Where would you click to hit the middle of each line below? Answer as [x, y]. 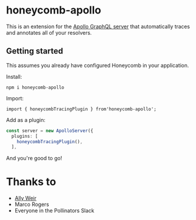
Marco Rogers [32, 204]
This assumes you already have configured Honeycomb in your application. [98, 65]
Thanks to [31, 182]
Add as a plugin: [26, 120]
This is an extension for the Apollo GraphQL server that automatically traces [98, 26]
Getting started [35, 51]
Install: [14, 76]
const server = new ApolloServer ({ [50, 131]
